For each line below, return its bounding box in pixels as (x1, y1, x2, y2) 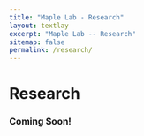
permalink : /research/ (9, 46, 93, 55)
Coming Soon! (9, 116, 72, 128)
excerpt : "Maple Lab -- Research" (9, 29, 137, 38)
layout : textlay (9, 21, 69, 30)
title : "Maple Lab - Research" (9, 12, 125, 22)
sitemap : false (9, 37, 65, 47)
